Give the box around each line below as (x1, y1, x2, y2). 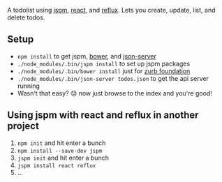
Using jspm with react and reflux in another (7, 109, 199, 121)
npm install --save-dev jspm (17, 147, 103, 154)
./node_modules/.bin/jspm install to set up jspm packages (17, 59, 191, 68)
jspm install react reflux (17, 162, 96, 169)
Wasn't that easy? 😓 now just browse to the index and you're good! (17, 89, 213, 97)
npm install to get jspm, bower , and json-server (17, 52, 157, 60)
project (7, 120, 40, 132)
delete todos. (7, 13, 45, 22)
